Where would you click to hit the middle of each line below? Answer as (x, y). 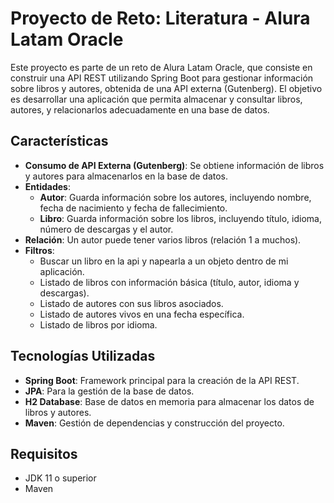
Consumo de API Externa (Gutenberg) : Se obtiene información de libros (174, 165)
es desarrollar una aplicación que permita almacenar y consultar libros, (156, 99)
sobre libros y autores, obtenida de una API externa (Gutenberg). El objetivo (166, 88)
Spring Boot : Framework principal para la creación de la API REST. (162, 380)
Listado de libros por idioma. (98, 324)
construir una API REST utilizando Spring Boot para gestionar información (162, 78)
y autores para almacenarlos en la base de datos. (126, 176)
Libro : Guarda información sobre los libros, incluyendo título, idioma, (180, 218)
